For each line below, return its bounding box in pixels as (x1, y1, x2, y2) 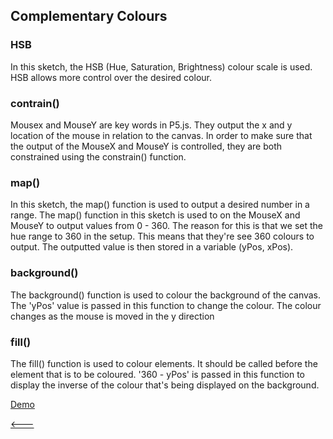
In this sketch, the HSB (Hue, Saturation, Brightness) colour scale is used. (10, 60, 313, 73)
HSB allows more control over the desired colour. (10, 71, 213, 83)
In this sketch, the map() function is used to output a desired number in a (10, 199, 310, 211)
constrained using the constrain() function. (10, 150, 187, 163)
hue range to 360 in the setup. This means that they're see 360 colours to (10, 230, 315, 243)
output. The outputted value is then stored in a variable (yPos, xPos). (10, 241, 294, 253)
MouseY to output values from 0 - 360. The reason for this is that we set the (10, 220, 323, 232)
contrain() (10, 96, 60, 110)
